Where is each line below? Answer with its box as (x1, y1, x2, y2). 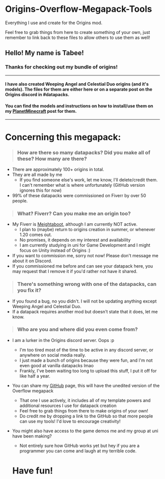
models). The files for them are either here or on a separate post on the (5, 86, 152, 92)
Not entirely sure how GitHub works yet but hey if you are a (19, 443, 140, 448)
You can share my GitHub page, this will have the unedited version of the (12, 382, 160, 388)
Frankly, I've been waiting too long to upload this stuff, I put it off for (19, 368, 157, 374)
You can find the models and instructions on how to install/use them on (5, 103, 154, 109)
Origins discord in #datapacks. (5, 92, 70, 98)
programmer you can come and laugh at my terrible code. (19, 447, 137, 454)
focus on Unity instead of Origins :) (19, 247, 91, 253)
